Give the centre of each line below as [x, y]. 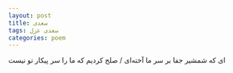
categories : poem [37, 38]
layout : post [30, 15]
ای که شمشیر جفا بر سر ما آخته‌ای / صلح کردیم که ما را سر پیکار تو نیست [117, 60]
